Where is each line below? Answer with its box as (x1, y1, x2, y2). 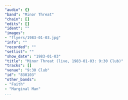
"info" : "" (4, 40, 27, 45)
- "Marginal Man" (4, 86, 41, 91)
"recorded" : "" (4, 44, 36, 49)
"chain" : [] (4, 16, 29, 21)
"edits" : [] (4, 21, 29, 26)
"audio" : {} (4, 7, 29, 12)
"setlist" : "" (4, 49, 34, 54)
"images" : (4, 30, 25, 35)
